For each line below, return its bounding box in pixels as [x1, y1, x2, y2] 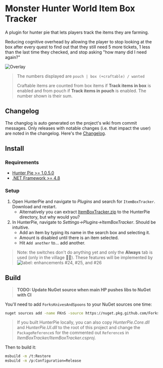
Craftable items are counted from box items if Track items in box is [16, 82, 151, 88]
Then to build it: [5, 344, 36, 350]
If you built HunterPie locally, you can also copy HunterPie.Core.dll [16, 319, 150, 325]
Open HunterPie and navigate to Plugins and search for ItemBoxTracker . [12, 198, 155, 204]
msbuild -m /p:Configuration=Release [5, 358, 81, 363]
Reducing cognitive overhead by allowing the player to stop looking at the [5, 38, 152, 44]
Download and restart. [12, 203, 57, 209]
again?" [5, 54, 20, 60]
